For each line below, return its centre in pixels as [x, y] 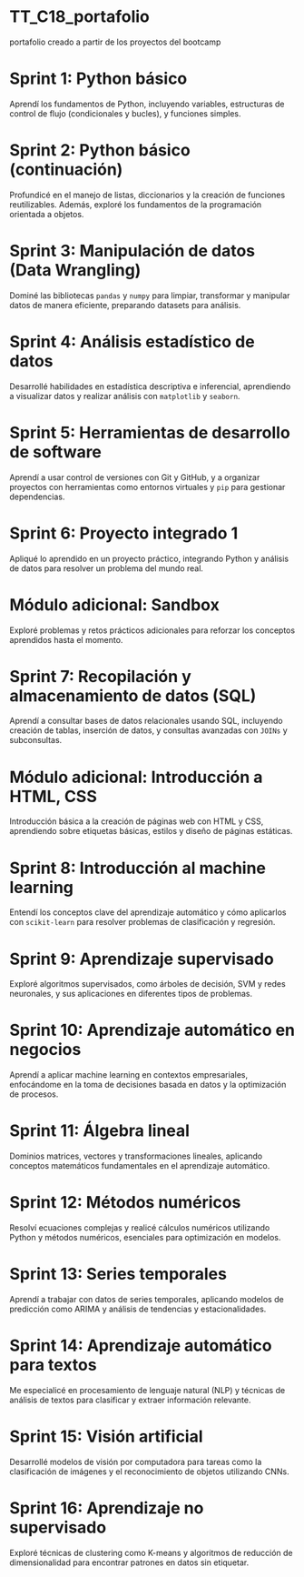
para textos [53, 1365]
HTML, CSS [54, 796]
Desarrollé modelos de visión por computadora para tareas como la [136, 1461]
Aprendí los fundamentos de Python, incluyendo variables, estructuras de [147, 104]
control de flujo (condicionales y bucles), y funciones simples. [125, 113]
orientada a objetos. [47, 214]
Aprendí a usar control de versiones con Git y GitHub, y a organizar [135, 477]
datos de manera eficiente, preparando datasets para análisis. [125, 305]
